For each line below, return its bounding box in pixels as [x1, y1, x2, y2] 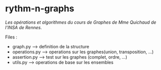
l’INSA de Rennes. [5, 24, 42, 30]
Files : [5, 34, 17, 40]
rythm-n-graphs [5, 3, 75, 14]
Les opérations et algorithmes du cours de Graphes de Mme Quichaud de [5, 19, 157, 25]
